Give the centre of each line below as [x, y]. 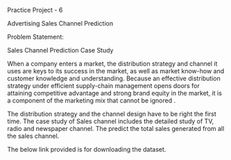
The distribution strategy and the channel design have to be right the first [112, 114]
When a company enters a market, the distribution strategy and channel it [112, 64]
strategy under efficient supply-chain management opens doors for [103, 86]
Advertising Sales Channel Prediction [60, 23]
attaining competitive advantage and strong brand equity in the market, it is [114, 93]
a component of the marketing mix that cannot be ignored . [92, 100]
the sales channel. [33, 136]
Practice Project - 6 [35, 10]
